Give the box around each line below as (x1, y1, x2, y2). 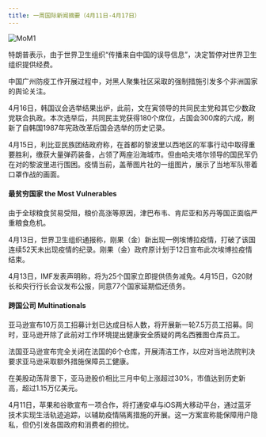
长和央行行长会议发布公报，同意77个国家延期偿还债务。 (8, 281, 190, 291)
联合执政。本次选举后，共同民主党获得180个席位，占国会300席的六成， (14, 112, 248, 123)
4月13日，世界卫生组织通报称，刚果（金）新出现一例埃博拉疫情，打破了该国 (8, 234, 256, 244)
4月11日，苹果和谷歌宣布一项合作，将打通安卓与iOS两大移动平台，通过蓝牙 (8, 401, 252, 410)
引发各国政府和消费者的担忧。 (35, 420, 133, 430)
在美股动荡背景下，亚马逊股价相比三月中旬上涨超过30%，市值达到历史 (8, 374, 239, 383)
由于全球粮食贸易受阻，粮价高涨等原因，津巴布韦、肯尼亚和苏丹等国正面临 (8, 207, 251, 218)
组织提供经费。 (8, 59, 57, 69)
